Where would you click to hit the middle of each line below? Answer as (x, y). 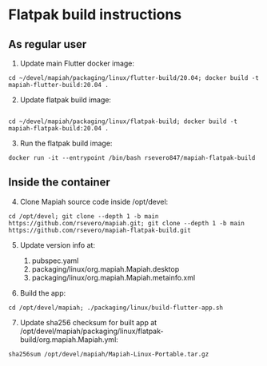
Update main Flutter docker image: (77, 63)
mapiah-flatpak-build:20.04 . (59, 129)
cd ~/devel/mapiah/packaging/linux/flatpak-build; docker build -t (123, 121)
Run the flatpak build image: (66, 143)
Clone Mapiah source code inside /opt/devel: (94, 201)
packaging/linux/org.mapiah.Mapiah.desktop (106, 269)
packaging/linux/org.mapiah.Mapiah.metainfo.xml (114, 277)
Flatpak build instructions (95, 15)
